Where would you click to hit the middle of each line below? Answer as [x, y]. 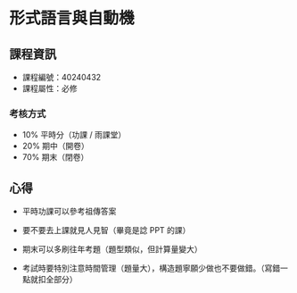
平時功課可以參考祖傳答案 [69, 212]
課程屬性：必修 [49, 88]
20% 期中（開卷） [55, 146]
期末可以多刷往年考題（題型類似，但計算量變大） [112, 249]
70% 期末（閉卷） [55, 157]
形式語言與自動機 [72, 18]
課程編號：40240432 [62, 77]
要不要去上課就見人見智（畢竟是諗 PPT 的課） [106, 230]
